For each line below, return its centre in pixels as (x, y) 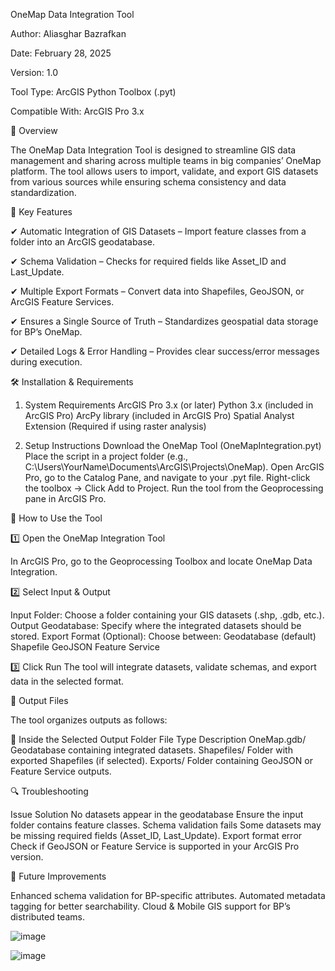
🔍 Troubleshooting (49, 791)
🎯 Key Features (41, 212)
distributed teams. (47, 917)
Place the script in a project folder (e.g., (106, 456)
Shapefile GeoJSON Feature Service (85, 647)
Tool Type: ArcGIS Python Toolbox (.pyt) (93, 92)
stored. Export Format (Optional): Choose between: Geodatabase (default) (163, 636)
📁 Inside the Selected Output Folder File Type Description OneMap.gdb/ (158, 739)
